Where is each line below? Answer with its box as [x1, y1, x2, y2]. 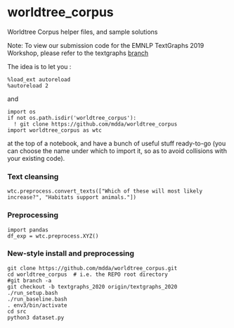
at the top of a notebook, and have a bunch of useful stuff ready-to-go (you [7, 139, 226, 147]
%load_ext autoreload [7, 75, 71, 83]
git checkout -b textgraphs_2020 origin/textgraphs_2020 [7, 283, 178, 290]
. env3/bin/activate [7, 301, 68, 309]
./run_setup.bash [7, 289, 58, 296]
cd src [7, 308, 27, 315]
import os [7, 108, 37, 115]
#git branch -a [7, 277, 52, 284]
